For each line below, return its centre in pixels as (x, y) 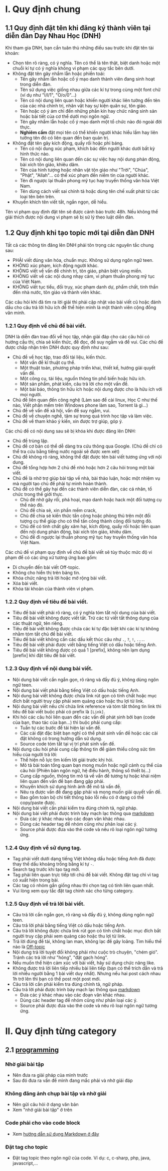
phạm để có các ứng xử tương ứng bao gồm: (51, 558)
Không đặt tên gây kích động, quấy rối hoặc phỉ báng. (68, 143)
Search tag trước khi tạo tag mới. (46, 869)
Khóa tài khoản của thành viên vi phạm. (53, 589)
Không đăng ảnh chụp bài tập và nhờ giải (56, 1093)
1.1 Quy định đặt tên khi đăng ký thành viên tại (78, 28)
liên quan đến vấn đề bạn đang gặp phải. (62, 781)
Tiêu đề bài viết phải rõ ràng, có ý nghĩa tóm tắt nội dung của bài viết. (84, 613)
